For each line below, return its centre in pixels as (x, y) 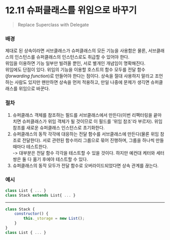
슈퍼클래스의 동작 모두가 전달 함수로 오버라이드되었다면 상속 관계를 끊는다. (86, 165)
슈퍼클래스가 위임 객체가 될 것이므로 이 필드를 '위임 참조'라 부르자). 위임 (92, 121)
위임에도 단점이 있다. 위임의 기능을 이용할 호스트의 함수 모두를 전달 (71, 70)
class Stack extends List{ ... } (40, 195)
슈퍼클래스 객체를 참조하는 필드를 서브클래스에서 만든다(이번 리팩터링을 (82, 115)
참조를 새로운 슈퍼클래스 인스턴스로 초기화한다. (59, 127)
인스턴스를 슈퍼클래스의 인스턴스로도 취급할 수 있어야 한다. (72, 57)
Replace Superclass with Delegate (53, 25)
